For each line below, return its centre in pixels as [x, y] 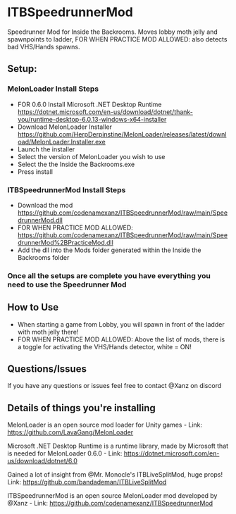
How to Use [33, 307]
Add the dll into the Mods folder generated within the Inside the [109, 250]
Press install [35, 171]
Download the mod [45, 205]
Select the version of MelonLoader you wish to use [91, 156]
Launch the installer [46, 149]
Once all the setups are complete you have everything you [109, 275]
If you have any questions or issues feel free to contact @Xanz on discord [114, 386]
